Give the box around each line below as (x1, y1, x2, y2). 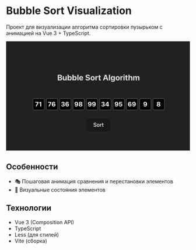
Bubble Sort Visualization (6, 4, 132, 18)
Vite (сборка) (14, 237, 48, 244)
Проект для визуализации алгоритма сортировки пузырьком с (6, 23, 163, 30)
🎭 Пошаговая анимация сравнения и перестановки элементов (14, 178, 173, 185)
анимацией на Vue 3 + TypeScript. (6, 29, 91, 36)
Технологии (6, 203, 51, 213)
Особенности (6, 162, 58, 172)
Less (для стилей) (14, 231, 60, 238)
